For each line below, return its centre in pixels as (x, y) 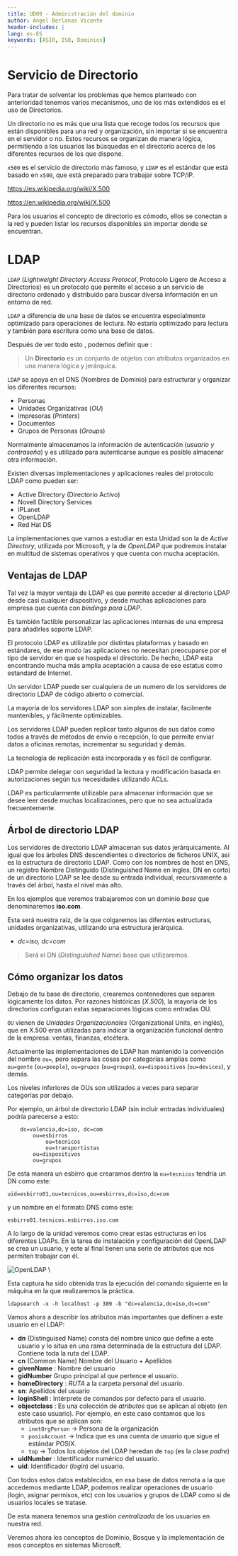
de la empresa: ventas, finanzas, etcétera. (68, 1038)
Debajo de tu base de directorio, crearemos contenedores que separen (111, 994)
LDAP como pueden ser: (43, 481)
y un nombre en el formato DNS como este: (71, 1208)
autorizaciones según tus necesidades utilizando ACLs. (88, 779)
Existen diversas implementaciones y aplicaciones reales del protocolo (110, 473)
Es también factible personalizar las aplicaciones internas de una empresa (116, 621)
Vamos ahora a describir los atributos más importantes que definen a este (115, 1317)
